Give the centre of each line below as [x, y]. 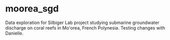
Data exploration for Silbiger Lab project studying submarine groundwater [82, 22]
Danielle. [14, 33]
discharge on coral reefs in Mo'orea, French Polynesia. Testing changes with [85, 27]
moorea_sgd [32, 9]
